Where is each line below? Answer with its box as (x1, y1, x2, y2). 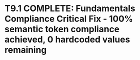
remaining (4, 44, 47, 56)
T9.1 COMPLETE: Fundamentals (4, 3, 136, 14)
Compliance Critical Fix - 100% (4, 13, 133, 24)
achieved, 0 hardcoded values (4, 34, 130, 45)
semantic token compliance (4, 24, 119, 35)
